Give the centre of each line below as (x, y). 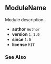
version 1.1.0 (26, 34)
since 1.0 (21, 39)
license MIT (23, 44)
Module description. (25, 19)
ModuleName (26, 8)
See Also (16, 57)
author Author (26, 29)
